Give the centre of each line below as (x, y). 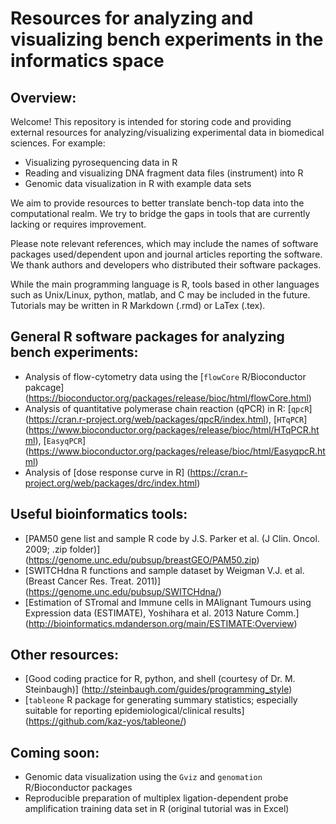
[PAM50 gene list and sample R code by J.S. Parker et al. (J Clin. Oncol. (172, 538)
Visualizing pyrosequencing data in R (101, 162)
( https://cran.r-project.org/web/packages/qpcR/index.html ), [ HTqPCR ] (166, 419)
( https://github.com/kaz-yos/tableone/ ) (105, 721)
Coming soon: (55, 752)
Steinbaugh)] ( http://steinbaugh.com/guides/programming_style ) (158, 689)
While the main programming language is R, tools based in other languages (165, 284)
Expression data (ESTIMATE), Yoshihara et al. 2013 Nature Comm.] (162, 613)
